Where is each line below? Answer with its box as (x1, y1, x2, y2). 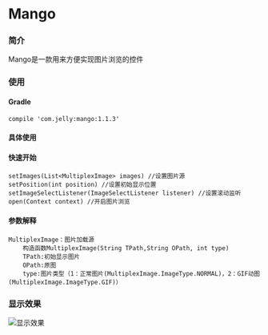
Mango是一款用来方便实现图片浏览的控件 (8, 54, 144, 64)
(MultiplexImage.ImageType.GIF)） (8, 278, 122, 286)
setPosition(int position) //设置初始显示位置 (8, 181, 157, 189)
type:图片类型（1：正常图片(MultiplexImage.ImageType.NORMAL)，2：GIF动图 (22, 269, 260, 277)
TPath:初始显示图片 (22, 252, 80, 260)
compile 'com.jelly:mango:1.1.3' (8, 115, 120, 123)
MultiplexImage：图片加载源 (8, 236, 94, 244)
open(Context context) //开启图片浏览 (8, 198, 130, 206)
